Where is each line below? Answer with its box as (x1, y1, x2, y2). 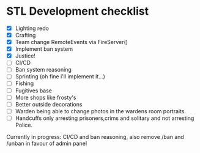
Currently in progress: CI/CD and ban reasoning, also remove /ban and (6, 133, 185, 140)
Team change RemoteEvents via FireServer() (15, 39, 128, 46)
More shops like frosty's (15, 94, 76, 101)
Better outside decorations (15, 100, 83, 108)
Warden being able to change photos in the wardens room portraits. (15, 107, 187, 114)
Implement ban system (15, 45, 73, 53)
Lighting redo (15, 24, 49, 32)
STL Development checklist (6, 4, 149, 18)
